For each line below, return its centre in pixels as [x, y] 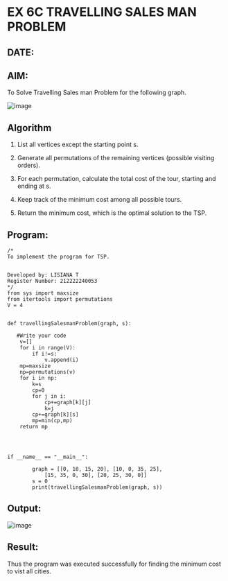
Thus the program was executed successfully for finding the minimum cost [114, 564]
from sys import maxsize [43, 293]
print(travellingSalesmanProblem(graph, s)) [97, 487]
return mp [34, 427]
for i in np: [38, 379]
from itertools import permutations [60, 300]
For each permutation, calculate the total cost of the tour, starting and [116, 179]
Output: [24, 509]
